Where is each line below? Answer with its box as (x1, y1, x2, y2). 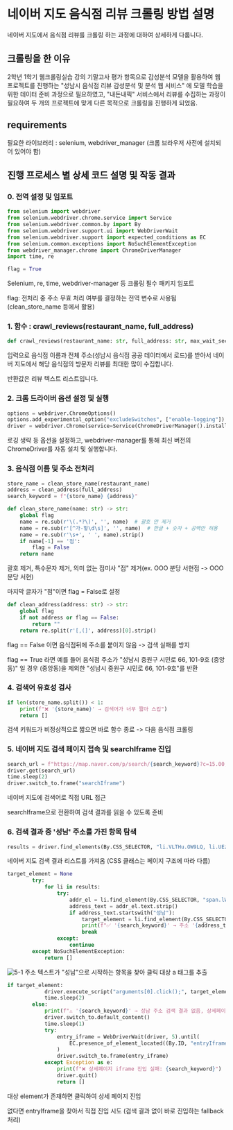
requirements (7, 119, 67, 131)
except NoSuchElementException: (32, 948, 126, 954)
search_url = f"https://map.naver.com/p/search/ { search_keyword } (7, 760, 200, 767)
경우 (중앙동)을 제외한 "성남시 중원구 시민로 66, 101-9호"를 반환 (26, 664, 198, 672)
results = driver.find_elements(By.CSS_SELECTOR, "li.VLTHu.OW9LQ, (7, 844, 207, 850)
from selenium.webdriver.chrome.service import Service (7, 214, 172, 222)
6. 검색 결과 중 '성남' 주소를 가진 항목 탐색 (7, 827, 137, 837)
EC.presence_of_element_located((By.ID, (69, 1040, 188, 1047)
